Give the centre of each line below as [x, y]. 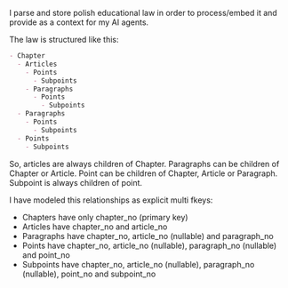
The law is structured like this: [64, 40]
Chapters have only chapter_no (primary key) [105, 217]
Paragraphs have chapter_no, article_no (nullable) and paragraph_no [148, 236]
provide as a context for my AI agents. [79, 22]
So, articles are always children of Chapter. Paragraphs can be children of [144, 164]
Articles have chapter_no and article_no [95, 227]
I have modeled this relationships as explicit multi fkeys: [111, 200]
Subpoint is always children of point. [76, 182]
